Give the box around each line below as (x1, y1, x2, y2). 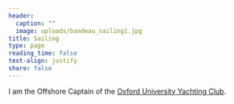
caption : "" (15, 19, 56, 27)
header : (8, 11, 35, 20)
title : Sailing (8, 34, 60, 43)
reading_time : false (8, 49, 78, 57)
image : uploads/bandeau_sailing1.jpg (15, 27, 143, 35)
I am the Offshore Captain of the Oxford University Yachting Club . (8, 86, 227, 96)
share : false (8, 64, 52, 73)
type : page (8, 42, 45, 50)
